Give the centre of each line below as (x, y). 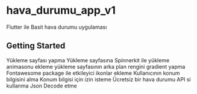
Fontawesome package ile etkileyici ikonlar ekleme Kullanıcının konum (93, 73)
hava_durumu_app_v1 (61, 10)
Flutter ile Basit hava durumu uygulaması (57, 27)
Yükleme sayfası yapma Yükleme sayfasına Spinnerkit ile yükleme (88, 60)
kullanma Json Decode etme (42, 86)
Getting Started (36, 46)
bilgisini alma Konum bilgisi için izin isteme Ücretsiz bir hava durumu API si (98, 79)
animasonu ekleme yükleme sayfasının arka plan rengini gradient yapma (96, 66)
